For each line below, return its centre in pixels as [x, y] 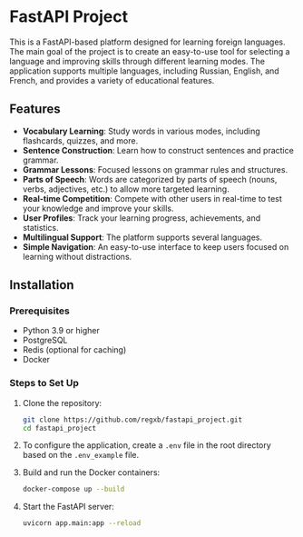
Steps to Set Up [44, 383]
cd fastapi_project [59, 428]
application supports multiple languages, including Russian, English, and [144, 71]
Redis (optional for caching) [74, 350]
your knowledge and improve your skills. [98, 208]
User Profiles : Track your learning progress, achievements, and [142, 218]
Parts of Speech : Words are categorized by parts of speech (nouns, [150, 179]
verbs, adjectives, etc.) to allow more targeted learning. [126, 189]
